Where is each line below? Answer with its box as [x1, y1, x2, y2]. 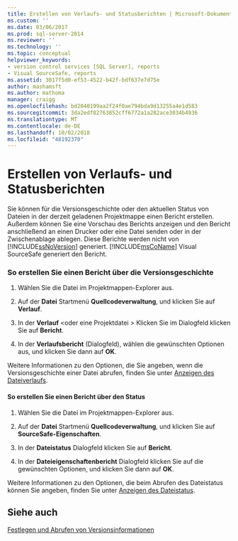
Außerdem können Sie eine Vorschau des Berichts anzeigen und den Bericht [7, 220, 231, 228]
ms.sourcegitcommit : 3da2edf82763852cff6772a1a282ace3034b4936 [7, 109, 198, 116]
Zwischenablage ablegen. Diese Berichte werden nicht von [7, 235, 179, 243]
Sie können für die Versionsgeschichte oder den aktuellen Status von [7, 205, 209, 213]
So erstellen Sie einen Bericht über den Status [7, 393, 145, 401]
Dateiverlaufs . [7, 377, 48, 385]
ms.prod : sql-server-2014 [7, 30, 84, 38]
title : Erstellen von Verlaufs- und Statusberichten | [7, 10, 173, 18]
